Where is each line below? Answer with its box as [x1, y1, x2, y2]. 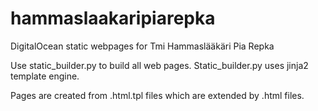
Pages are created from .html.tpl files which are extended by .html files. [10, 89, 305, 101]
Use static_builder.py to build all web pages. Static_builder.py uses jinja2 [10, 59, 309, 71]
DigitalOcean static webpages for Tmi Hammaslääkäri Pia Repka [10, 40, 275, 52]
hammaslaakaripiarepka [10, 7, 216, 30]
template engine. [10, 70, 80, 82]
